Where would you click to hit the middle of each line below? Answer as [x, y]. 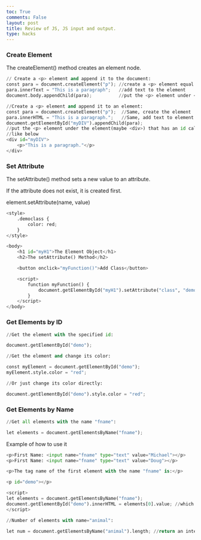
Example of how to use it [37, 444]
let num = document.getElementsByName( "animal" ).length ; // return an [95, 531]
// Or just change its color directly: [54, 383]
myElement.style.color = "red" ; [46, 373]
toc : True [19, 12]
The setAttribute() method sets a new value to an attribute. [78, 179]
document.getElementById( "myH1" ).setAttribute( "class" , [109, 290]
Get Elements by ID [34, 322]
